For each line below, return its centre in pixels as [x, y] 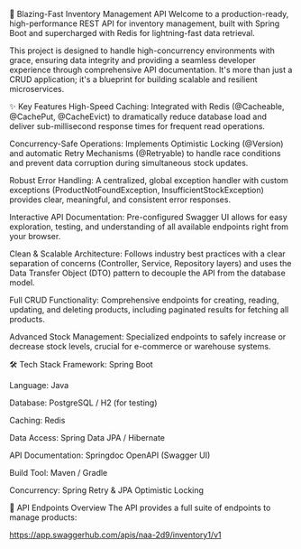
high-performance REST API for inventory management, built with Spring [145, 23]
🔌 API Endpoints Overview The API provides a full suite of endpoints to [140, 507]
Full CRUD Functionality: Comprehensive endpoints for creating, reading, [144, 300]
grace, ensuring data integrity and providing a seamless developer [133, 60]
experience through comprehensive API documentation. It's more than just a [151, 70]
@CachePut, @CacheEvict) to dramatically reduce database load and [138, 116]
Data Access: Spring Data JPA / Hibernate [87, 437]
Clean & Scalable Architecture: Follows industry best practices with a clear [147, 254]
